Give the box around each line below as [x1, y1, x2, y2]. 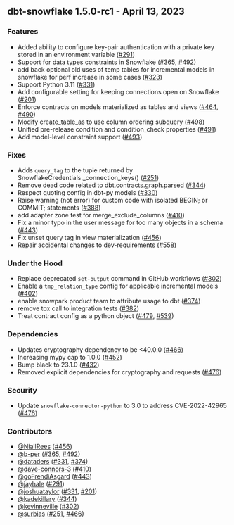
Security [7, 385, 37, 395]
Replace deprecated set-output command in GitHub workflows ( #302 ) [17, 274, 222, 283]
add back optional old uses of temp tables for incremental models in [17, 65, 215, 73]
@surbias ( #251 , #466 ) [17, 510, 84, 518]
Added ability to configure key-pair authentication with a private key [17, 42, 214, 51]
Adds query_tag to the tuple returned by [17, 165, 134, 175]
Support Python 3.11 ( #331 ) [17, 80, 96, 89]
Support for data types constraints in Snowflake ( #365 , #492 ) [17, 58, 197, 66]
